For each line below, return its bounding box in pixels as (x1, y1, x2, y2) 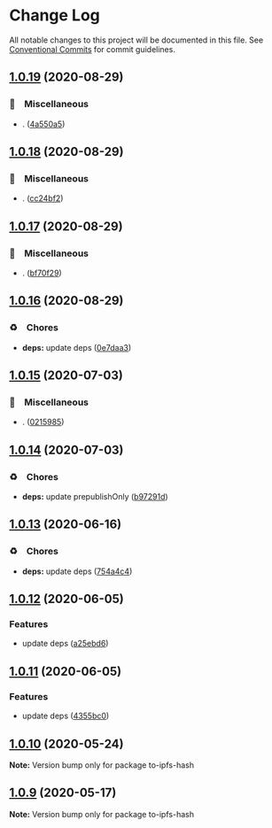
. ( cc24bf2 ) (21, 193, 64, 204)
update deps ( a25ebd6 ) (21, 638, 109, 649)
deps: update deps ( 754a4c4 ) (21, 566, 133, 577)
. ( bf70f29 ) (21, 267, 62, 278)
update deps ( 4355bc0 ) (21, 710, 110, 722)
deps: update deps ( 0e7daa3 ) (21, 342, 132, 352)
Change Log (9, 5, 100, 26)
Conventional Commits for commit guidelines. (9, 43, 175, 54)
